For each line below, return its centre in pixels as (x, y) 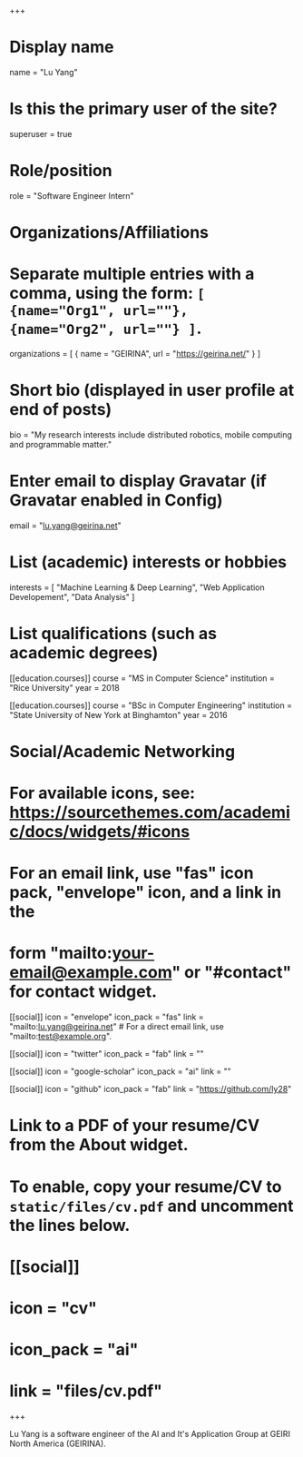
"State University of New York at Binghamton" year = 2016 (119, 714)
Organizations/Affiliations (109, 232)
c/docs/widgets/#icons (100, 832)
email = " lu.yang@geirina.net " (66, 525)
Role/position (61, 171)
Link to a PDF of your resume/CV (135, 1126)
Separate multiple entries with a (132, 274)
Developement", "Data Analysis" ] (72, 596)
